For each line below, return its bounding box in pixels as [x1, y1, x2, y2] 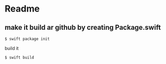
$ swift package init [5, 36, 50, 41]
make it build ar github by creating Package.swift [5, 23, 161, 32]
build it [5, 45, 19, 51]
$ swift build [5, 55, 35, 60]
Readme [5, 3, 40, 15]
